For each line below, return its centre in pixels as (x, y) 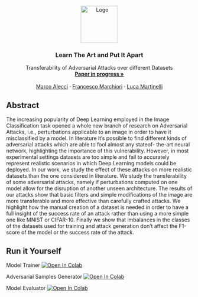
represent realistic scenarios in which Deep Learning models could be (91, 164)
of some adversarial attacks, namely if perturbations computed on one (92, 182)
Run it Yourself (34, 251)
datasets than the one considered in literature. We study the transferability (97, 176)
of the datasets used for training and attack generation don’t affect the (92, 226)
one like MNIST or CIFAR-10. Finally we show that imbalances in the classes (98, 220)
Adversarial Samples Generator (44, 276)
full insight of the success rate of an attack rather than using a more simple (98, 214)
